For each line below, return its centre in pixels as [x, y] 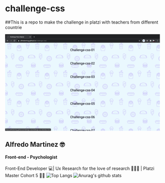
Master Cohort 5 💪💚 [25, 175]
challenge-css [35, 9]
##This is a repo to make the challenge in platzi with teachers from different [82, 22]
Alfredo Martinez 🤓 [35, 144]
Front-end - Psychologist [31, 157]
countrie [14, 27]
